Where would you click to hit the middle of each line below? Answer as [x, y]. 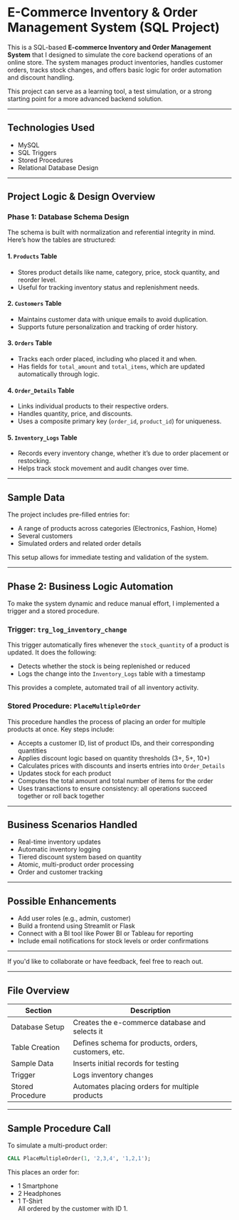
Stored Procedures [45, 160]
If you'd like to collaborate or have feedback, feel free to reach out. [105, 962]
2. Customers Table [34, 304]
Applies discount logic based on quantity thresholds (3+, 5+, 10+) [114, 758]
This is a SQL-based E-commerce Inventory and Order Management [109, 47]
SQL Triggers [37, 152]
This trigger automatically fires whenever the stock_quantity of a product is [118, 645]
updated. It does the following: [52, 652]
